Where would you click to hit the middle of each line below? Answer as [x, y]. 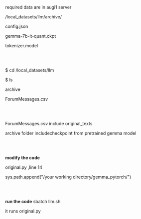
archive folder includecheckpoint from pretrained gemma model [71, 133]
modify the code [22, 158]
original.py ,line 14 [24, 167]
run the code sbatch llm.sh [33, 201]
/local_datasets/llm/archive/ [34, 17]
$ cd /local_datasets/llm [30, 70]
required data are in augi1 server [38, 7]
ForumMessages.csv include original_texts [49, 123]
